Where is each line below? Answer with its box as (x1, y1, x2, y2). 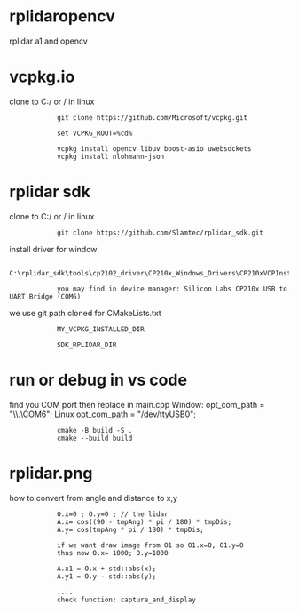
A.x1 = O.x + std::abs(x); (56, 564, 157, 573)
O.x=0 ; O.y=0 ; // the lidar (56, 509, 169, 519)
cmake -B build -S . (56, 426, 133, 434)
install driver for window (9, 243, 98, 254)
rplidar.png (9, 463, 93, 483)
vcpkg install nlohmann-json (56, 152, 165, 161)
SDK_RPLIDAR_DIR (56, 340, 117, 349)
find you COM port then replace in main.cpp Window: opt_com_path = (9, 399, 265, 410)
